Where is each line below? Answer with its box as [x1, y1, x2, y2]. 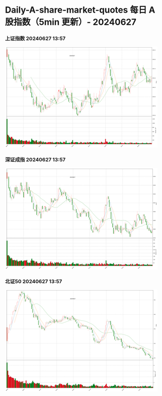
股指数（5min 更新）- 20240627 [5, 17, 136, 28]
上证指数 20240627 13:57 [5, 35, 66, 42]
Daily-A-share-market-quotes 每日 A [5, 4, 156, 16]
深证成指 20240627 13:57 [5, 156, 66, 163]
